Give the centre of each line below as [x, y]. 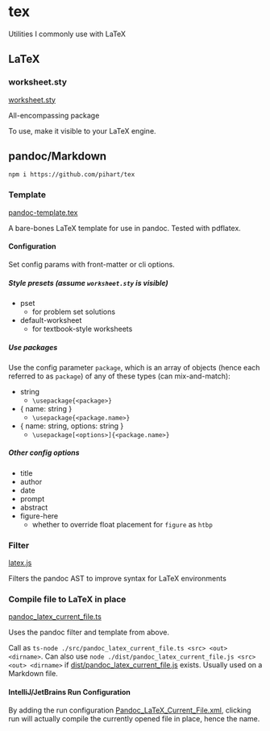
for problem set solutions [73, 312]
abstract [34, 507]
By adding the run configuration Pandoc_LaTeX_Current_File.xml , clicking [130, 710]
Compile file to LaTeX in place [67, 600]
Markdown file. [33, 674]
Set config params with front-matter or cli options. [91, 264]
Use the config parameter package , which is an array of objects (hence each [134, 367]
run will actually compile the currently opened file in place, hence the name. [134, 718]
